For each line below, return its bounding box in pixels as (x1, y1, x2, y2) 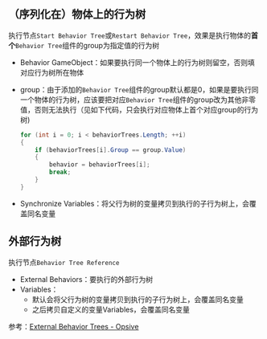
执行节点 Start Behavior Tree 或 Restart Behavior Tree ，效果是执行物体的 (8, 31, 252, 40)
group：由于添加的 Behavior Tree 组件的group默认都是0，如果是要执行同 (19, 84, 259, 94)
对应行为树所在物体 (19, 67, 84, 77)
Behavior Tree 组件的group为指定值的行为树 (15, 40, 159, 50)
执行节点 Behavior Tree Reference (8, 257, 120, 267)
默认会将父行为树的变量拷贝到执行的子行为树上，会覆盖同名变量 (31, 294, 244, 304)
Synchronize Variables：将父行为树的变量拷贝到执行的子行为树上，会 (19, 198, 249, 208)
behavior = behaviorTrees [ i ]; (49, 161, 150, 169)
